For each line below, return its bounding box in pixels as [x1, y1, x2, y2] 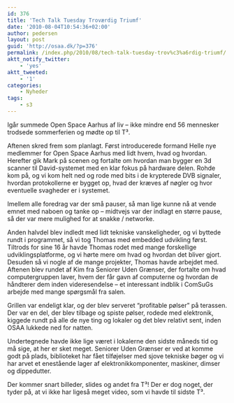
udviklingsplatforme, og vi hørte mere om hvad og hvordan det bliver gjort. [7, 250, 221, 259]
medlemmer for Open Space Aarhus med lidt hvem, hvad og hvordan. [7, 148, 207, 157]
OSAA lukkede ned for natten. [7, 323, 93, 332]
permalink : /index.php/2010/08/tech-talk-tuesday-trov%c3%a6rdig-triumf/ [7, 50, 227, 57]
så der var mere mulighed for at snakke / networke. [7, 214, 155, 222]
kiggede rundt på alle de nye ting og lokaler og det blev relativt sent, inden [7, 316, 221, 324]
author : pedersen [7, 29, 58, 37]
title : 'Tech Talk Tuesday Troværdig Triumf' [7, 17, 142, 24]
